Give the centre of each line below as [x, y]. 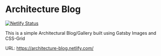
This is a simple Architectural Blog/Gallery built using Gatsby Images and [81, 33]
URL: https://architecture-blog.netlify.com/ [49, 48]
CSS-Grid [15, 38]
